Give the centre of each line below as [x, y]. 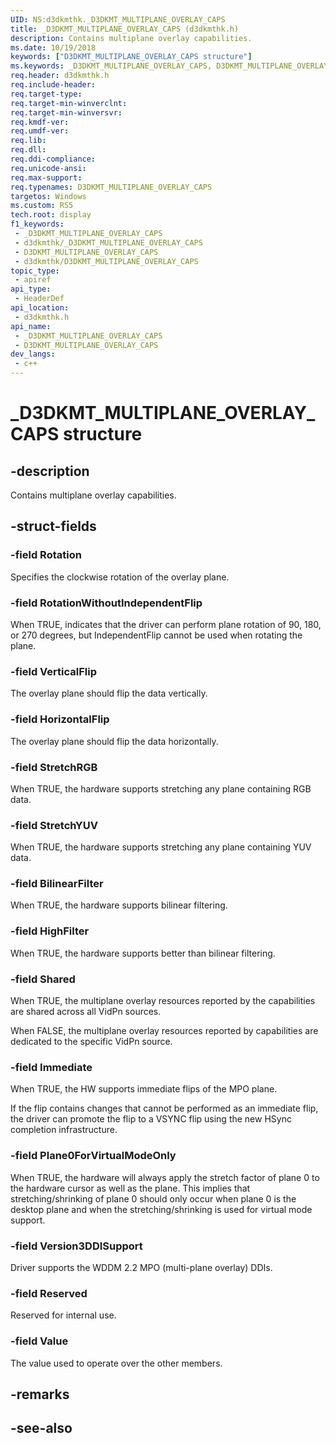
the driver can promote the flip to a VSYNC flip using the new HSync [151, 1119]
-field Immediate [51, 1067]
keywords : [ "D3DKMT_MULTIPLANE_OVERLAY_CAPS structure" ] [131, 57]
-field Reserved [49, 1293]
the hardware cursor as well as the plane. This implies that [130, 1188]
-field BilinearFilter [57, 884]
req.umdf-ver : [40, 131]
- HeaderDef [39, 299]
